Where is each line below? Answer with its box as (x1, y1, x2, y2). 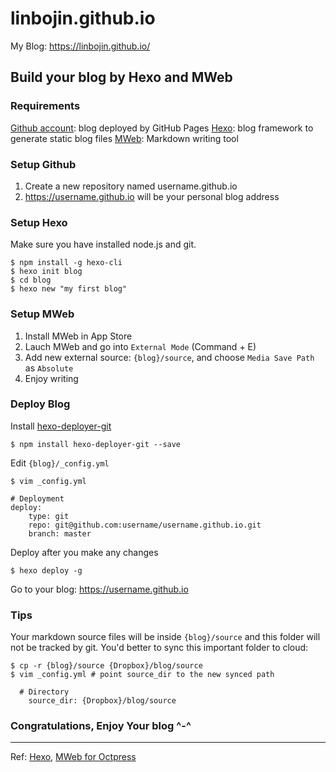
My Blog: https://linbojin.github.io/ (10, 40, 151, 52)
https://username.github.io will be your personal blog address (24, 190, 280, 202)
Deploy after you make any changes (10, 546, 159, 558)
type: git (28, 511, 70, 521)
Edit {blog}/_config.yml (10, 457, 110, 469)
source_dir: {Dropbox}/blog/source (28, 696, 177, 706)
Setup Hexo (10, 215, 68, 229)
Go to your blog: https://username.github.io (10, 583, 189, 595)
